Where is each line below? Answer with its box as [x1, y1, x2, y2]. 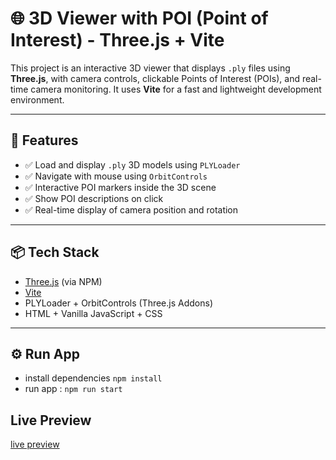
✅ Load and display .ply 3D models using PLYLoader [24, 158, 241, 171]
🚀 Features [10, 132, 79, 149]
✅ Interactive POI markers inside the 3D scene [24, 181, 217, 193]
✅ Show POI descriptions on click [24, 192, 164, 204]
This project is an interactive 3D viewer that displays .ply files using [10, 62, 291, 74]
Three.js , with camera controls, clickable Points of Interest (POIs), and [10, 72, 300, 84]
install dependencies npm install [24, 372, 163, 384]
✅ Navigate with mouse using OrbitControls [24, 170, 208, 182]
